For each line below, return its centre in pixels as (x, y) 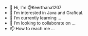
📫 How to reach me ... (32, 28)
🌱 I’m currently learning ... (35, 18)
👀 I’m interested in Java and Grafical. (46, 13)
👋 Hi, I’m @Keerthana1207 (35, 8)
